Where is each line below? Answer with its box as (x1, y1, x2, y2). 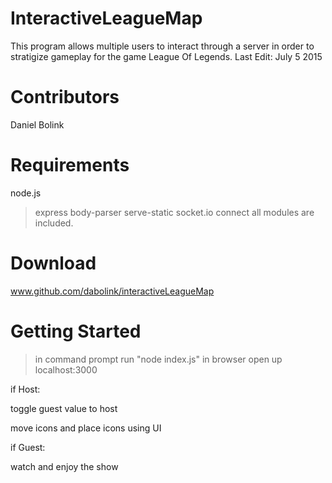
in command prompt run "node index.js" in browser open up (34, 353, 283, 365)
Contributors (10, 86, 120, 109)
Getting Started (10, 320, 142, 342)
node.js (10, 187, 42, 199)
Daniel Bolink (10, 118, 65, 131)
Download (10, 252, 97, 274)
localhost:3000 (34, 363, 98, 376)
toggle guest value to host (10, 402, 118, 414)
